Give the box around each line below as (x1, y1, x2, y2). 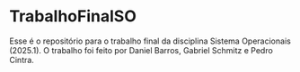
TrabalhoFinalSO (9, 6, 137, 27)
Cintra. (9, 54, 34, 65)
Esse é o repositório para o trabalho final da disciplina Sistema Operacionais (9, 36, 292, 46)
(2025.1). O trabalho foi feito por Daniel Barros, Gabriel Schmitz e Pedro (9, 44, 274, 55)
